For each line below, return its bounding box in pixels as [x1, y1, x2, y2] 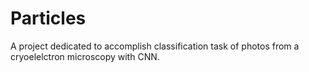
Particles [10, 7, 87, 30]
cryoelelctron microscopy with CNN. [10, 50, 160, 62]
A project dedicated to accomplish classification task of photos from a [10, 40, 300, 52]
